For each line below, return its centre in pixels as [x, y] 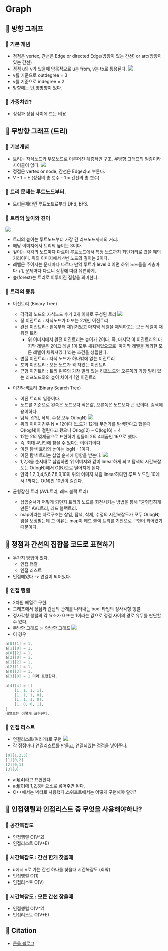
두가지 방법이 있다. [31, 558]
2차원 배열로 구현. [30, 602]
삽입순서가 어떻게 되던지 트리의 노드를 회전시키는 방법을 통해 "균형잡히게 [91, 502]
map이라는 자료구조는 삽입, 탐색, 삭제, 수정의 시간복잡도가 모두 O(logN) [90, 514]
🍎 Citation [21, 931]
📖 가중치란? [18, 102]
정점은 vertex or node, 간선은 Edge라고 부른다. [59, 171]
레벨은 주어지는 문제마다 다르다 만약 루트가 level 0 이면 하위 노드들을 [79, 264]
